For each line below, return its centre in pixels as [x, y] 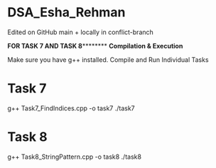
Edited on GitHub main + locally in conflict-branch [81, 32]
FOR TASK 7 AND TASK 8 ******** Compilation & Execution [95, 46]
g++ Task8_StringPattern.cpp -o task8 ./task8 [75, 157]
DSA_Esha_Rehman [66, 12]
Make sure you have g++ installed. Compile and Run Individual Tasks [108, 59]
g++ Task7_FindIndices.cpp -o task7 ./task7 [71, 108]
